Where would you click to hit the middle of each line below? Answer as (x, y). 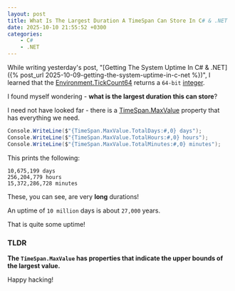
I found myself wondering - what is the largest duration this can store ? (113, 96)
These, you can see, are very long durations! (73, 196)
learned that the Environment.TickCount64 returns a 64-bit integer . (106, 82)
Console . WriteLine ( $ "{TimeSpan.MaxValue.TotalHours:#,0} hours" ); (108, 137)
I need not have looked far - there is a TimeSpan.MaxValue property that (114, 110)
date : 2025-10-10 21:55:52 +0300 (57, 27)
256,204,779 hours (35, 177)
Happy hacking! (31, 280)
